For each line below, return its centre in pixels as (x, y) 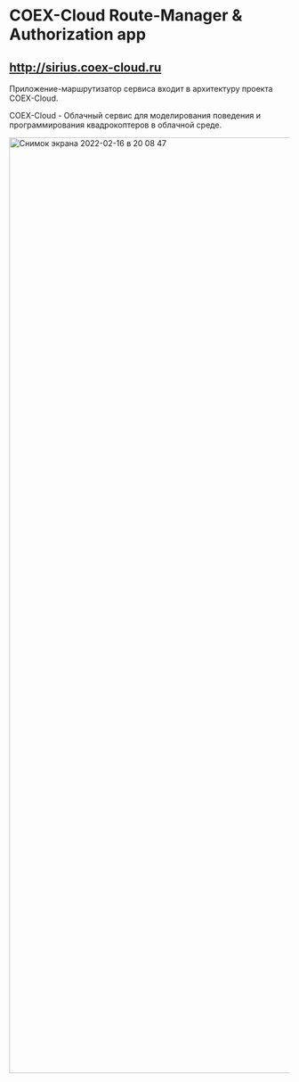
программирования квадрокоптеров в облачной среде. (116, 125)
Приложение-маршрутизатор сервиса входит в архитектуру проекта (141, 89)
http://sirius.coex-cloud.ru (85, 67)
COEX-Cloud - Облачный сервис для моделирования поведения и (135, 115)
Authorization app (78, 34)
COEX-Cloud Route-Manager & (126, 16)
